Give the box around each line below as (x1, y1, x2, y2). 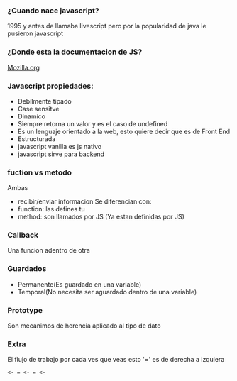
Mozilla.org (7, 63, 40, 72)
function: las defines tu (17, 205, 85, 214)
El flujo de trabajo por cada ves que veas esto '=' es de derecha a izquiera (7, 355, 225, 364)
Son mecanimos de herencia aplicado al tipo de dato (7, 321, 161, 330)
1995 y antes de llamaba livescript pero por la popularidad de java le (7, 22, 207, 31)
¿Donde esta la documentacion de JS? (7, 47, 143, 57)
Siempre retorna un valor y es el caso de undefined (17, 119, 168, 128)
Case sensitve (17, 104, 60, 113)
